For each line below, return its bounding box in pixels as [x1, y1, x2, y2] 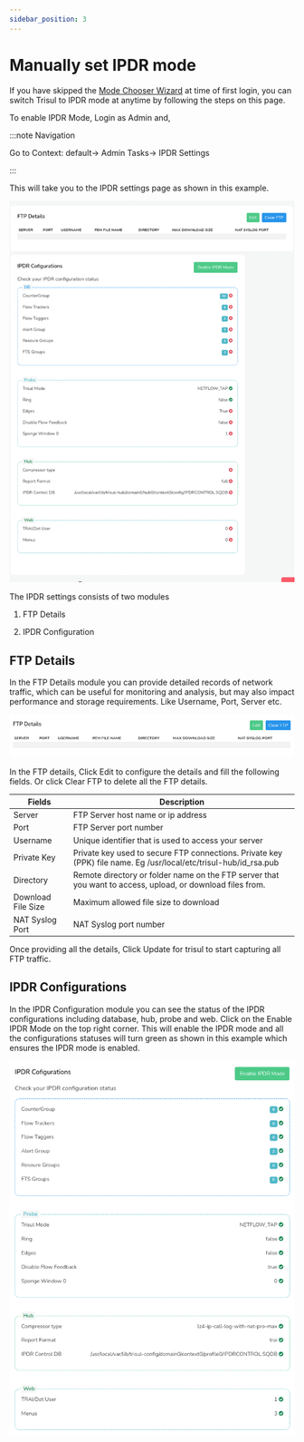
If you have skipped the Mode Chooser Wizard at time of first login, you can [9, 84, 292, 95]
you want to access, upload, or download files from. [72, 880, 266, 891]
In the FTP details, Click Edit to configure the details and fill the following [9, 766, 280, 777]
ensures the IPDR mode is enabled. [9, 1042, 140, 1053]
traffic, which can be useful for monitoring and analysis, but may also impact [9, 687, 295, 697]
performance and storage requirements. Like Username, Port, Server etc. [9, 697, 282, 707]
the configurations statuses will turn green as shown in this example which [9, 1032, 288, 1043]
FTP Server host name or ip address [72, 810, 208, 821]
